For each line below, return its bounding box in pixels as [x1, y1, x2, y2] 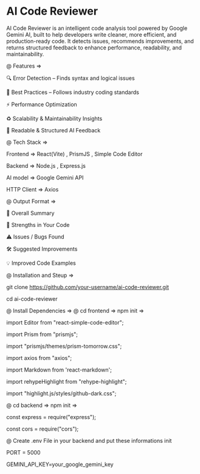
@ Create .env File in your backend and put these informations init [6, 437, 172, 444]
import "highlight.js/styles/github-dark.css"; [6, 389, 117, 397]
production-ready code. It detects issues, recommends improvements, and [6, 37, 195, 45]
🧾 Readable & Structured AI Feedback [6, 126, 101, 134]
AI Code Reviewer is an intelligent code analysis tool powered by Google [6, 24, 188, 32]
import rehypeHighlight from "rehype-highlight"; [6, 378, 127, 385]
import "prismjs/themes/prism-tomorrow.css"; [6, 342, 122, 350]
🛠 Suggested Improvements [6, 245, 78, 253]
